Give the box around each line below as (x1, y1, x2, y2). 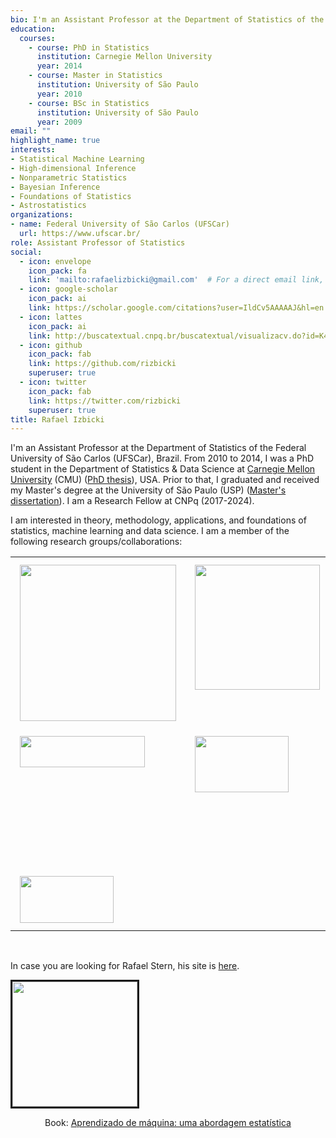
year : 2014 (36, 61, 83, 71)
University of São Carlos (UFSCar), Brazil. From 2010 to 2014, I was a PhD (10, 452, 315, 465)
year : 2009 (36, 117, 83, 127)
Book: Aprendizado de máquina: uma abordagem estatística (44, 1117, 292, 1129)
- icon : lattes (19, 312, 83, 322)
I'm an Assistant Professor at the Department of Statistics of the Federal (10, 442, 307, 454)
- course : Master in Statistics (28, 71, 163, 81)
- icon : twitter (19, 377, 87, 387)
